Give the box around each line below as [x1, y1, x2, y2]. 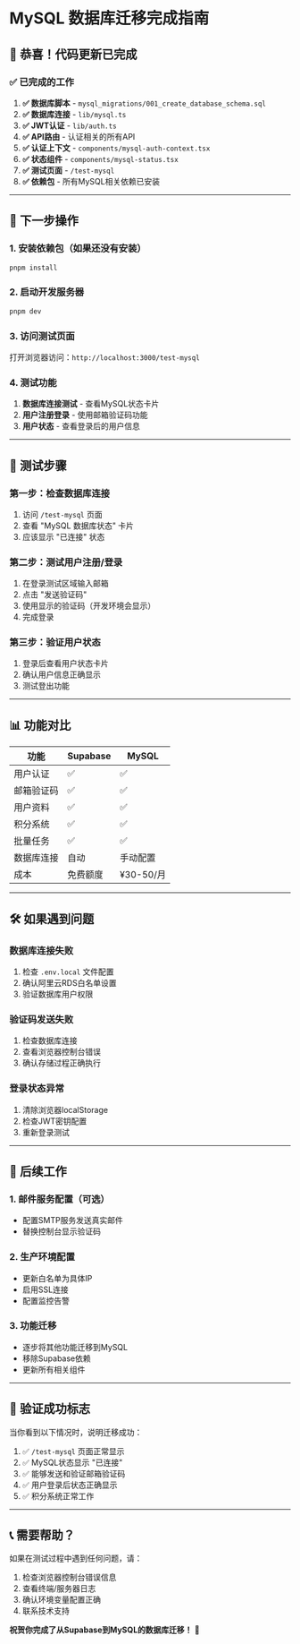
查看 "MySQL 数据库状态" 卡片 [21, 520, 134, 531]
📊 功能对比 [9, 717, 71, 732]
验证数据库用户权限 [21, 989, 94, 999]
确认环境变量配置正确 [21, 1595, 101, 1605]
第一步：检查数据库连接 [9, 487, 110, 500]
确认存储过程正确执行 [21, 1057, 101, 1068]
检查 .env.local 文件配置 [21, 966, 114, 977]
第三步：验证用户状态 [9, 637, 101, 649]
